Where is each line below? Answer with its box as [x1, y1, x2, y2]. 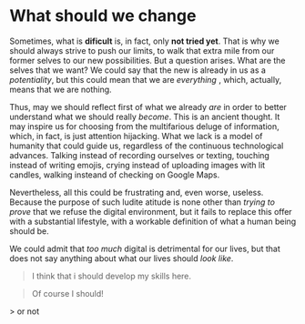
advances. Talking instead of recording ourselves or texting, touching [9, 149, 270, 160]
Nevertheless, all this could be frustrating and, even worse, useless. [9, 187, 264, 197]
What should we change [9, 5, 197, 26]
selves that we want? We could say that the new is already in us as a [9, 65, 267, 76]
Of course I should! [31, 288, 105, 299]
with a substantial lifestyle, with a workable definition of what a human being [9, 216, 297, 227]
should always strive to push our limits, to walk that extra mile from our [9, 45, 275, 56]
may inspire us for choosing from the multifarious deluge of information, [9, 120, 280, 132]
